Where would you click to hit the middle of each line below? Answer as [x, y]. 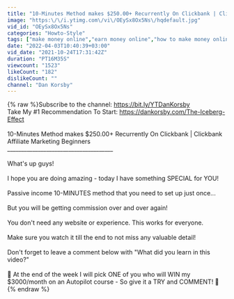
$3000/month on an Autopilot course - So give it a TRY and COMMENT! [110, 282]
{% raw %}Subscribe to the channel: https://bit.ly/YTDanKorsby [99, 104]
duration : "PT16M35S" [39, 59]
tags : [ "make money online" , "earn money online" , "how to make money [109, 40]
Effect [16, 120]
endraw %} [33, 289]
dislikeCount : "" [32, 78]
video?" [18, 260]
